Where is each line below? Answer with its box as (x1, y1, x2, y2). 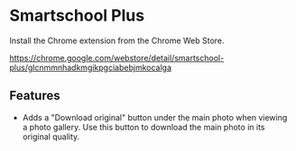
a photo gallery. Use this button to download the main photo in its (22, 121, 265, 132)
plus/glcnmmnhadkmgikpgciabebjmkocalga (9, 62, 172, 73)
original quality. (22, 131, 80, 142)
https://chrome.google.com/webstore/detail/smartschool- (9, 52, 225, 63)
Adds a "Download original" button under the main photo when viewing (22, 111, 288, 122)
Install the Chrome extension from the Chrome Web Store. (9, 35, 225, 46)
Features (9, 88, 60, 103)
